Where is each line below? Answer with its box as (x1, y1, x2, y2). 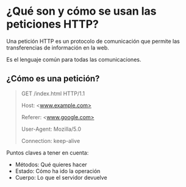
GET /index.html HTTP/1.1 (21, 90, 85, 97)
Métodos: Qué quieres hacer (15, 161, 87, 168)
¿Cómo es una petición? (6, 73, 100, 84)
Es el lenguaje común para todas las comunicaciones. (6, 56, 141, 63)
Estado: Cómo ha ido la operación (15, 167, 101, 175)
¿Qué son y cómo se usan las (6, 4, 157, 18)
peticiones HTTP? (6, 17, 99, 31)
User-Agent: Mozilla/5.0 (21, 125, 81, 133)
